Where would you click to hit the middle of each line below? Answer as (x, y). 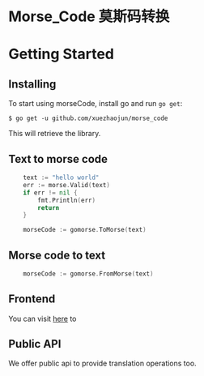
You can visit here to (42, 318)
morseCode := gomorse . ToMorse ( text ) (85, 230)
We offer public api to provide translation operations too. (102, 363)
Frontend (32, 299)
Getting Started (62, 54)
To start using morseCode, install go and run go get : (96, 104)
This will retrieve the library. (55, 134)
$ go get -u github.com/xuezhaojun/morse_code (88, 118)
